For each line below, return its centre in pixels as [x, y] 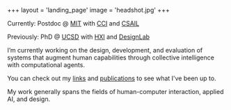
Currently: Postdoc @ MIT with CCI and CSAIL [73, 23]
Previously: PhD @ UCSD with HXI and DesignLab [79, 37]
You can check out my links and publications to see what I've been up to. [112, 78]
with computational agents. [46, 65]
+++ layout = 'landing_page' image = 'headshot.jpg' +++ [89, 10]
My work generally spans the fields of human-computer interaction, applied [115, 92]
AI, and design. [29, 99]
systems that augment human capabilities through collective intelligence [111, 57]
